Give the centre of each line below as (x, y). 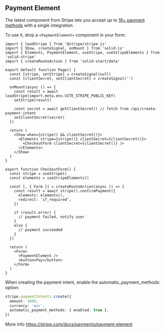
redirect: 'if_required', (45, 200)
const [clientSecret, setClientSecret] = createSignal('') (71, 79)
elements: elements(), (41, 195)
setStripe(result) (33, 100)
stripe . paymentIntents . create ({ (38, 296)
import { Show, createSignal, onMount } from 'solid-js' (65, 48)
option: (12, 287)
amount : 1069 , (24, 301)
